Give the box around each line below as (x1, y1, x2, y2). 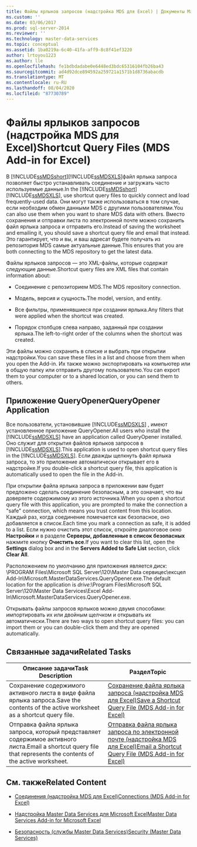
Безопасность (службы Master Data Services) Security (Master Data (14, 828, 181, 835)
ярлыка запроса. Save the (9, 696, 81, 705)
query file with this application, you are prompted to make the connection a (6, 501, 188, 508)
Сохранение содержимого (9, 682, 86, 690)
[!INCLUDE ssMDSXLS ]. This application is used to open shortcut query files (6, 445, 188, 453)
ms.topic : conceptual (6, 42, 59, 48)
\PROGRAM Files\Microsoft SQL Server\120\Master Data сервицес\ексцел (6, 568, 186, 575)
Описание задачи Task (22, 664, 89, 672)
